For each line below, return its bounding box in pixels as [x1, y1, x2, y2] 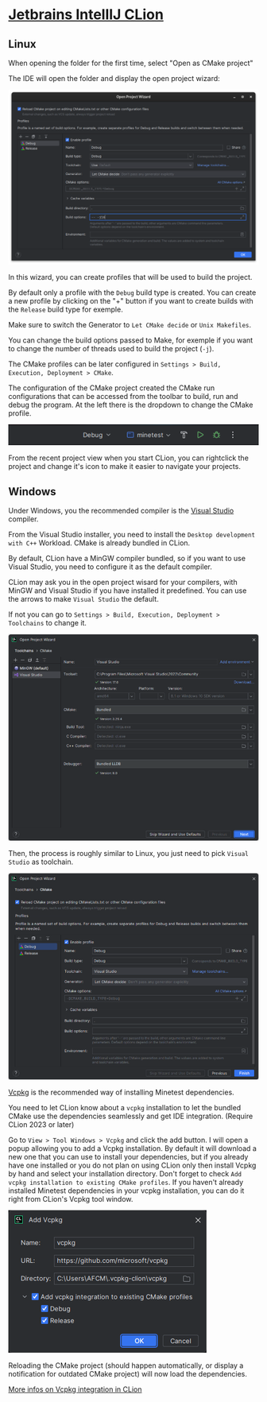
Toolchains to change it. [8, 618, 87, 628]
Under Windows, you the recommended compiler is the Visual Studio [8, 506, 234, 516]
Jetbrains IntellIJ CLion [8, 6, 164, 24]
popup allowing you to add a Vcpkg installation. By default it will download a [8, 1144, 257, 1153]
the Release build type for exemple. [8, 304, 123, 314]
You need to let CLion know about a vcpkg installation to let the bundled [8, 1103, 242, 1113]
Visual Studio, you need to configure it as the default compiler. [8, 562, 213, 571]
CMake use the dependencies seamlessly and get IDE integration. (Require [8, 1111, 253, 1121]
